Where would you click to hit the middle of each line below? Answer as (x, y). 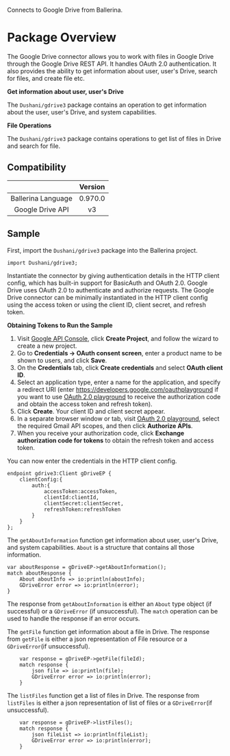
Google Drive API (42, 210)
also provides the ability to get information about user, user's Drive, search (112, 71)
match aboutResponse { (39, 573)
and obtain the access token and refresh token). (85, 404)
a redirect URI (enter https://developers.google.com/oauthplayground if (118, 389)
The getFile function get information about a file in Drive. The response (108, 631)
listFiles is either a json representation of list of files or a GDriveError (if (110, 703)
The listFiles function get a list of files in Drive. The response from (103, 695)
